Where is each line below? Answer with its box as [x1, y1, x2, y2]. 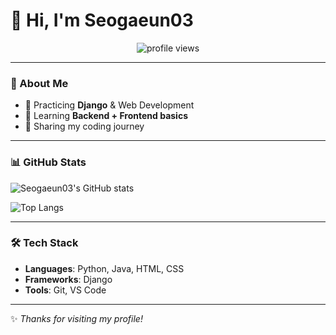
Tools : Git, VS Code [24, 284, 107, 296]
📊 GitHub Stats [10, 155, 87, 169]
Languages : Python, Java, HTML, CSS [24, 262, 185, 274]
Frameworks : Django [24, 273, 113, 285]
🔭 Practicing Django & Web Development [24, 99, 195, 111]
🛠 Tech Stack [10, 236, 79, 250]
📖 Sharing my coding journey [24, 120, 145, 133]
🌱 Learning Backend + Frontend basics [24, 110, 188, 122]
